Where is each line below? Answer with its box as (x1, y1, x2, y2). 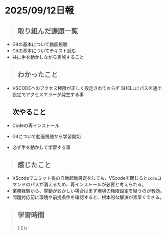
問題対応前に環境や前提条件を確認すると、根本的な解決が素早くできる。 (12, 194, 164, 200)
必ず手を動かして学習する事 (12, 144, 71, 150)
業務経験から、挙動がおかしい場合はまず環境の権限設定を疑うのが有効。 (12, 188, 164, 194)
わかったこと (17, 70, 58, 79)
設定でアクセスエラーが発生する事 (12, 91, 84, 97)
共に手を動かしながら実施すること (12, 54, 84, 60)
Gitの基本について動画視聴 (12, 41, 67, 47)
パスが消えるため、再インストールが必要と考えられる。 (30, 181, 147, 187)
